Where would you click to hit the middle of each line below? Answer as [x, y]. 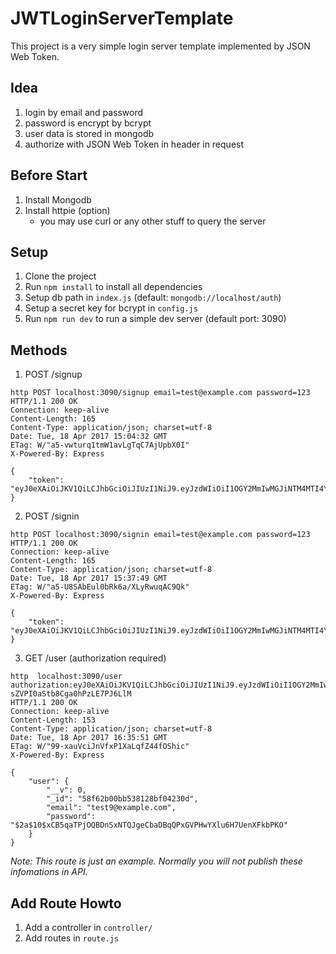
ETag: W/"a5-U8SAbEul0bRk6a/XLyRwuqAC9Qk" [100, 587]
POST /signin [52, 516]
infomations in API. [49, 872]
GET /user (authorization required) [95, 658]
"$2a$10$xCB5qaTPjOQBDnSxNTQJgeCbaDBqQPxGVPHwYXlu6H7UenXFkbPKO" [149, 825]
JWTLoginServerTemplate [122, 18]
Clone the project [60, 276]
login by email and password [84, 112]
